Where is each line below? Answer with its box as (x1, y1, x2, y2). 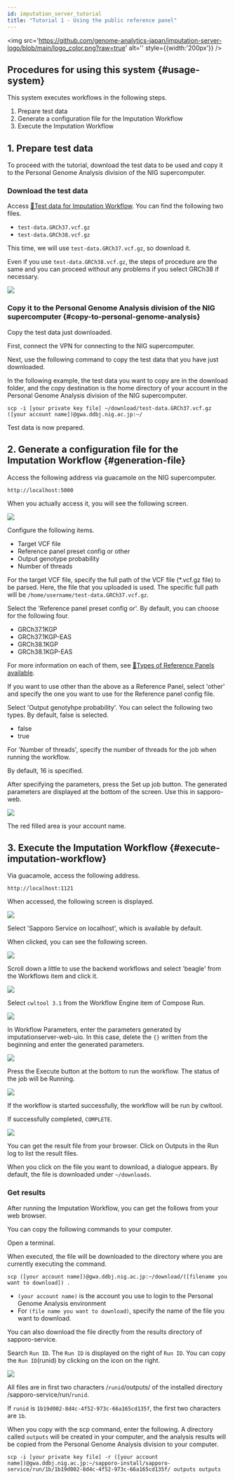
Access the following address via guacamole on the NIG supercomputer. (7, 473, 217, 482)
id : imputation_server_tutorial (7, 10, 102, 18)
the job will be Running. (7, 1075, 75, 1083)
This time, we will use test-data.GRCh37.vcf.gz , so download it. (7, 244, 192, 253)
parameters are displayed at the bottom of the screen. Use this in (7, 787, 196, 795)
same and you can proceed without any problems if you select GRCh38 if (7, 265, 219, 274)
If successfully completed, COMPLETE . (7, 1115, 112, 1123)
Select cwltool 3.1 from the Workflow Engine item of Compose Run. (7, 998, 206, 1007)
